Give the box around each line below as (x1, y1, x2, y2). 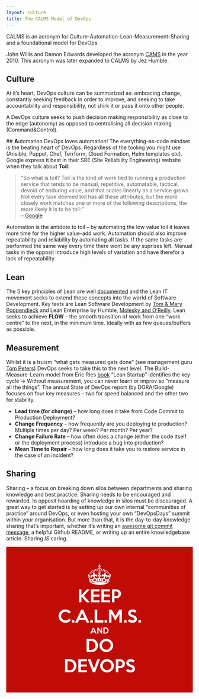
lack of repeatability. (6, 255, 56, 262)
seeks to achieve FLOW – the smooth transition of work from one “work (6, 313, 181, 320)
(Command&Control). (6, 126, 58, 133)
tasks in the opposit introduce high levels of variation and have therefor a (6, 249, 185, 256)
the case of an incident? (14, 452, 74, 459)
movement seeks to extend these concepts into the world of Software (6, 294, 176, 301)
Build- (155, 365, 170, 372)
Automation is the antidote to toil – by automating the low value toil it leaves (6, 224, 190, 231)
